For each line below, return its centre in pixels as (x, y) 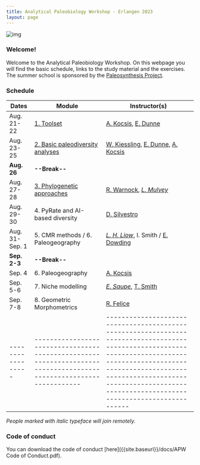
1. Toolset (48, 124)
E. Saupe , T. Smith (132, 286)
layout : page (22, 17)
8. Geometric (53, 300)
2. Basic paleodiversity (66, 145)
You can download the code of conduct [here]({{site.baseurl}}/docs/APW (96, 450)
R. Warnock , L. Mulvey (137, 190)
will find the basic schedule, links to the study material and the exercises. (96, 68)
